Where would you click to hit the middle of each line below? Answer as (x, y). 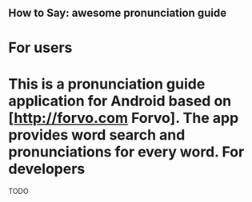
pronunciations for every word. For (126, 152)
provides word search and (97, 135)
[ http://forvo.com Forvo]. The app (124, 118)
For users (40, 48)
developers (47, 169)
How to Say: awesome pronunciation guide (117, 13)
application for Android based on (120, 101)
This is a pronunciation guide (107, 84)
